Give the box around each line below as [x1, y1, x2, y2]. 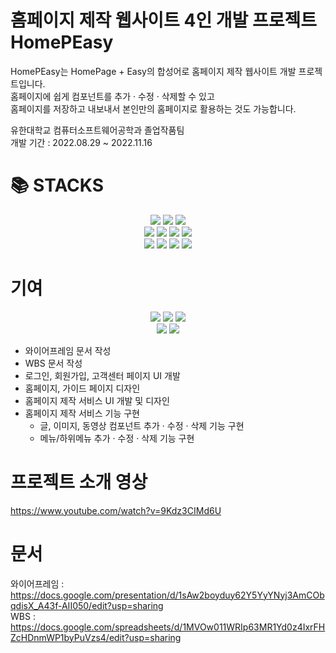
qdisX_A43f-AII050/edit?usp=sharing [10, 599, 164, 611]
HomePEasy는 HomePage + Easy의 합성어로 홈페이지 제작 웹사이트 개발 [10, 65, 297, 77]
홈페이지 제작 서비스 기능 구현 [24, 407, 140, 419]
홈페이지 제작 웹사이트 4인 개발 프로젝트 [10, 9, 318, 32]
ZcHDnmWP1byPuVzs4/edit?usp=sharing [10, 631, 182, 643]
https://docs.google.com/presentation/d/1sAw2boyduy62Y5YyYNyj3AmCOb [10, 589, 325, 601]
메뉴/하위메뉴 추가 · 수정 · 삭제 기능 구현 [39, 432, 195, 444]
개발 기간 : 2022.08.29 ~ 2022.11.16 [10, 136, 153, 148]
